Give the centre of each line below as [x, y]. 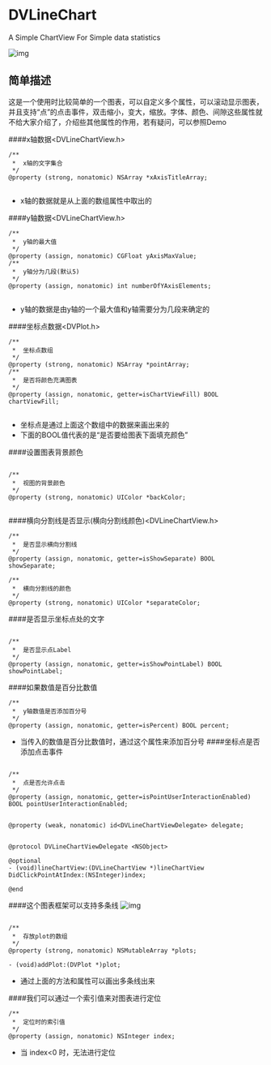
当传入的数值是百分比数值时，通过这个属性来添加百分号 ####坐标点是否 [140, 741]
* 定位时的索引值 [38, 1022]
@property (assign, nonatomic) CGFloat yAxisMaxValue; [103, 256]
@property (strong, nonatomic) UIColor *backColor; [97, 497]
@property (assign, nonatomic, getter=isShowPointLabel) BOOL [115, 664]
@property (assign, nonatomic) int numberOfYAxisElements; [110, 286]
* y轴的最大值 [34, 242]
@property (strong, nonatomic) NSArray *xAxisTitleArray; [108, 177]
